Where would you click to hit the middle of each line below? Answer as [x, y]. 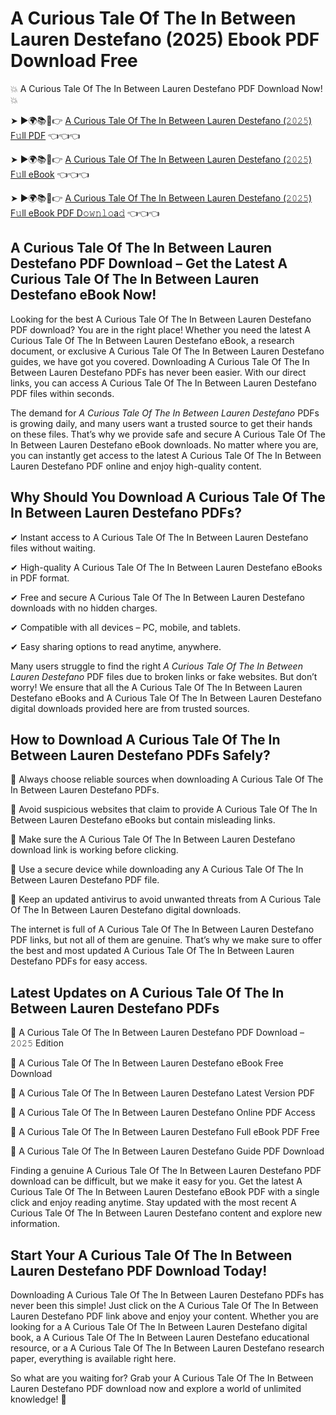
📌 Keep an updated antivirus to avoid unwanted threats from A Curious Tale [166, 899]
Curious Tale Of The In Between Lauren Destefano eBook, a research [152, 340]
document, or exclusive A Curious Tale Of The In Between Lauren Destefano [167, 351]
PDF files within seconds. [62, 393]
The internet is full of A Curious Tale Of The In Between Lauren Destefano [162, 929]
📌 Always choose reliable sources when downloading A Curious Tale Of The [167, 779]
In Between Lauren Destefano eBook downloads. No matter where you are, [164, 444]
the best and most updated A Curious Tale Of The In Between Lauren [152, 951]
